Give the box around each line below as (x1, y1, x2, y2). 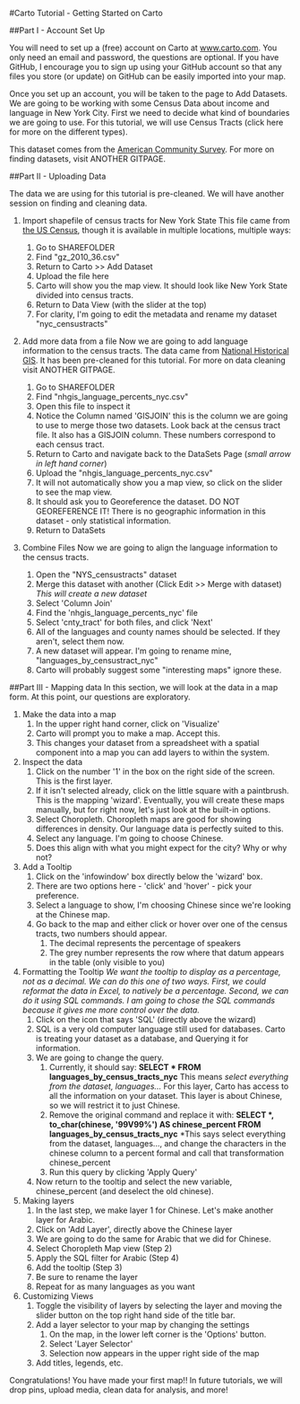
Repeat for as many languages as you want (35, 1281, 195, 1292)
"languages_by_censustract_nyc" (35, 655, 159, 665)
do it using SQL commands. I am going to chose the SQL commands (21, 996, 276, 1005)
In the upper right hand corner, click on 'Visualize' (35, 718, 220, 729)
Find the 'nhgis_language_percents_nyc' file (35, 608, 199, 618)
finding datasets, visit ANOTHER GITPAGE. (9, 154, 166, 164)
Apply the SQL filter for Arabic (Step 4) (35, 1252, 179, 1263)
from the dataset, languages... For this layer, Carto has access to (48, 1081, 289, 1092)
